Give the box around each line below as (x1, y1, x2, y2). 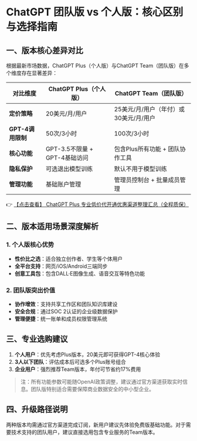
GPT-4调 (9, 125, 35, 133)
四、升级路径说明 (6, 404, 68, 415)
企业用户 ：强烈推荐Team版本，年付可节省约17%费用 (14, 366, 141, 373)
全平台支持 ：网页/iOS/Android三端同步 (14, 263, 108, 270)
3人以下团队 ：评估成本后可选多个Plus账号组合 (14, 358, 126, 365)
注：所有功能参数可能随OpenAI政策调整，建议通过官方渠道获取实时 (20, 378, 183, 385)
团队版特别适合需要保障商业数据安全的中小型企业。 (30, 385, 154, 392)
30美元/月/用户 (114, 114, 156, 122)
